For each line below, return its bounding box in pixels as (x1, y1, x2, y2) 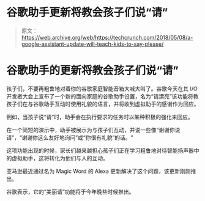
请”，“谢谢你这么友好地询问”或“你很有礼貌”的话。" (6, 134, 133, 141)
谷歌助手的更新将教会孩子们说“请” (6, 64, 179, 78)
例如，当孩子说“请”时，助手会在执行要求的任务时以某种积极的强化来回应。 (6, 113, 194, 120)
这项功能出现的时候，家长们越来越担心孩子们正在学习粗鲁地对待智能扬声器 (6, 147, 194, 154)
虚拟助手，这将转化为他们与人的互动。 (11, 154, 108, 162)
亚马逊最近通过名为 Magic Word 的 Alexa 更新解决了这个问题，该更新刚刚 (6, 167, 191, 175)
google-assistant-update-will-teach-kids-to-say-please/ (21, 40, 164, 48)
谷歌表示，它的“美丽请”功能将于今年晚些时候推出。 (6, 188, 135, 196)
